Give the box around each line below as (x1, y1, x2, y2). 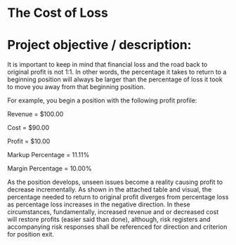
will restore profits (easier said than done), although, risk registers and (7, 216, 211, 224)
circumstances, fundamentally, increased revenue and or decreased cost (7, 208, 219, 216)
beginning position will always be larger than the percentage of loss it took (7, 75, 223, 84)
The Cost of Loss (7, 5, 109, 21)
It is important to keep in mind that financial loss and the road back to (7, 60, 208, 69)
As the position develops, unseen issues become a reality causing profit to (7, 178, 223, 187)
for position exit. (7, 230, 55, 239)
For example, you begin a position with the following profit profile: (7, 96, 197, 105)
